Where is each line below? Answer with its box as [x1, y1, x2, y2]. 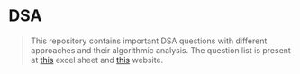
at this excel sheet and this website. [30, 54, 164, 65]
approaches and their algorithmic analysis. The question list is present [30, 44, 292, 55]
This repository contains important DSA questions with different [30, 35, 268, 46]
